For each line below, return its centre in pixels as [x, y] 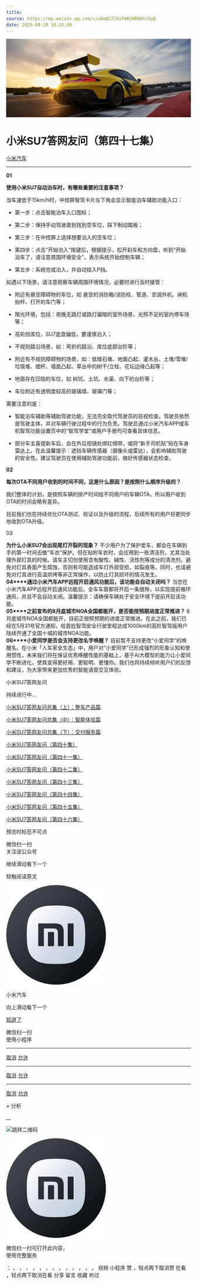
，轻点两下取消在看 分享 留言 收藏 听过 [53, 1275]
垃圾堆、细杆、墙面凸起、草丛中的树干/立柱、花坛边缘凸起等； [90, 366]
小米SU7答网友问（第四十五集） [45, 807]
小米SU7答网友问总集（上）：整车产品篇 [54, 707]
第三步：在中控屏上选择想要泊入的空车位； [66, 237]
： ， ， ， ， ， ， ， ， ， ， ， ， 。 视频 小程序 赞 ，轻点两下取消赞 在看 [96, 1268]
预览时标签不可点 [27, 832]
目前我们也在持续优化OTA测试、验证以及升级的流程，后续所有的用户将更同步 [98, 514]
